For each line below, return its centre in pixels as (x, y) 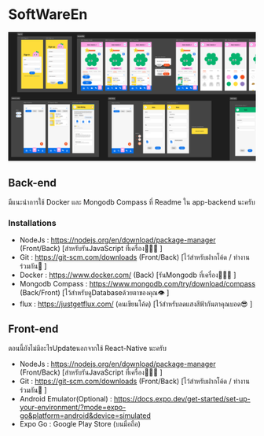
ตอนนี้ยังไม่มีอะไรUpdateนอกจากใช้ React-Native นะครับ (88, 348)
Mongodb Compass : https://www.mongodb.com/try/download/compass (137, 283)
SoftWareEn (48, 15)
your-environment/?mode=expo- (73, 407)
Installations (32, 223)
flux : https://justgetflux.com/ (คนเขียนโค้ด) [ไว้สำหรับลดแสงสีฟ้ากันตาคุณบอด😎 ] (136, 304)
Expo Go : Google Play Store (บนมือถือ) (80, 423)
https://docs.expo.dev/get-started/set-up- (182, 398)
